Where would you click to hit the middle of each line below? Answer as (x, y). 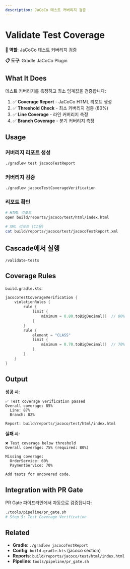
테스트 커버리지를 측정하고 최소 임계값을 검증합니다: (56, 91)
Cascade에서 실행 (32, 249)
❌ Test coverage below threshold (41, 443)
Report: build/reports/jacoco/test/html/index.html (60, 424)
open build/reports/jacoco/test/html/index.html (57, 218)
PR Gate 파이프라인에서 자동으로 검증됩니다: (49, 503)
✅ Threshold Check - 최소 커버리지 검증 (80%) (60, 108)
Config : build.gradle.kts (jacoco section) (57, 550)
